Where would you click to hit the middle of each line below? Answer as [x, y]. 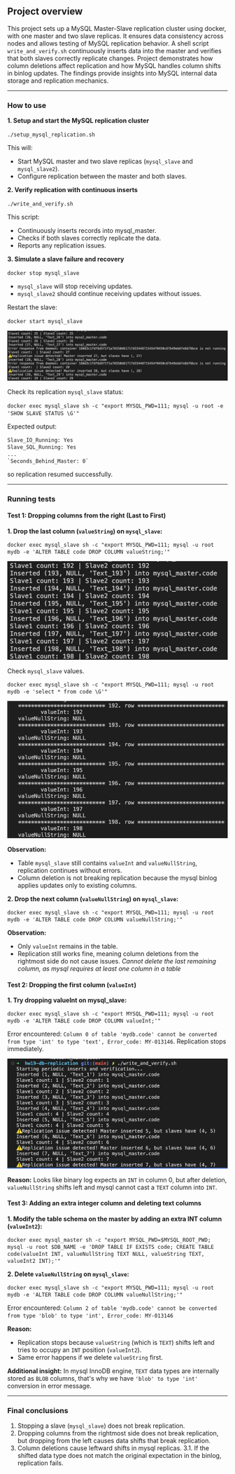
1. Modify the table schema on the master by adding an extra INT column [115, 1219]
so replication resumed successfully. [60, 474]
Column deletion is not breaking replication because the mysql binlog [117, 878]
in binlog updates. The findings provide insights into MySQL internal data [112, 73]
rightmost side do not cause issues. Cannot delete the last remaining [117, 961]
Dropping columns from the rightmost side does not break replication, [118, 1433]
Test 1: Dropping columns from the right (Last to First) [87, 515]
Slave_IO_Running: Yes [40, 440]
